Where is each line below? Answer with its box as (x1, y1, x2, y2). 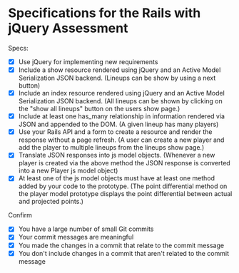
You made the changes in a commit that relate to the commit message (18, 241, 224, 249)
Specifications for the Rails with (8, 5, 201, 21)
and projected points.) (18, 197, 84, 206)
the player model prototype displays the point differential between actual (18, 190, 233, 198)
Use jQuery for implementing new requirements (18, 57, 158, 66)
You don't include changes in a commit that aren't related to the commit (18, 249, 229, 257)
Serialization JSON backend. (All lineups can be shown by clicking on (18, 97, 223, 105)
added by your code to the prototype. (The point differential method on (18, 182, 228, 190)
